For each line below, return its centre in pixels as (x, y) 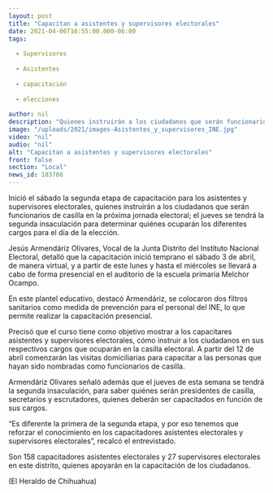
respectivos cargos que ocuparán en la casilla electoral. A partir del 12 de (131, 349)
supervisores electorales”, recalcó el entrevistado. (92, 441)
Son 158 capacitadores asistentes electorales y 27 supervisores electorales (134, 457)
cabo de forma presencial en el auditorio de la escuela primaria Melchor (129, 274)
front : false (30, 159)
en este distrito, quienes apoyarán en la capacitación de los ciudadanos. (130, 465)
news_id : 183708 (36, 175)
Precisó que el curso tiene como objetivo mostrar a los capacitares (120, 332)
